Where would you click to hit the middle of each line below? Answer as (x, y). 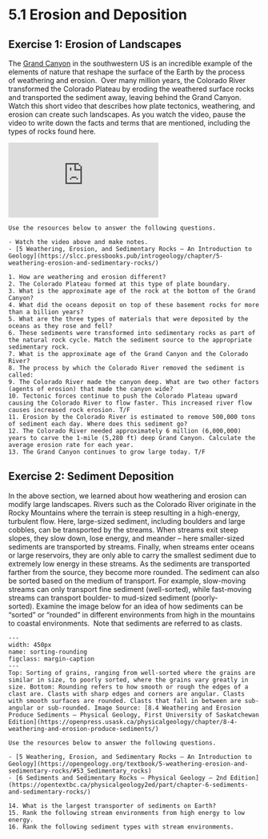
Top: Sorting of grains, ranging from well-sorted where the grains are (132, 673)
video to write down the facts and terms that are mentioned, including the (129, 123)
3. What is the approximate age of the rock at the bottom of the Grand (132, 291)
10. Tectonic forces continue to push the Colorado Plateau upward (123, 396)
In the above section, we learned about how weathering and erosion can (127, 495)
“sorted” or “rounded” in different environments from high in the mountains (132, 614)
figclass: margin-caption (51, 659)
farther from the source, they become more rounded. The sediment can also (134, 572)
